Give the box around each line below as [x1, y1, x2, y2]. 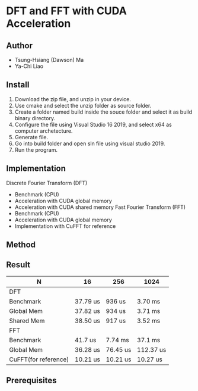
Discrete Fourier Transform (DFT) [6, 179, 88, 186]
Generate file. [14, 133, 49, 140]
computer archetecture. [14, 127, 73, 134]
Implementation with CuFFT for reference [14, 222, 116, 230]
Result [6, 260, 31, 270]
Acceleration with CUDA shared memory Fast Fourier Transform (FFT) [14, 204, 186, 211]
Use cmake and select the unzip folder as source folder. [14, 102, 152, 109]
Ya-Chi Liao [14, 62, 44, 70]
